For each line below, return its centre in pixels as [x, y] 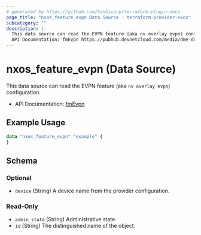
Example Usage [36, 123]
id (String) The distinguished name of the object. [75, 226]
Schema [22, 160]
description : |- [26, 28]
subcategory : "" [26, 23]
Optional [19, 177]
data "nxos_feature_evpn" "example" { [54, 136]
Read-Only [22, 206]
